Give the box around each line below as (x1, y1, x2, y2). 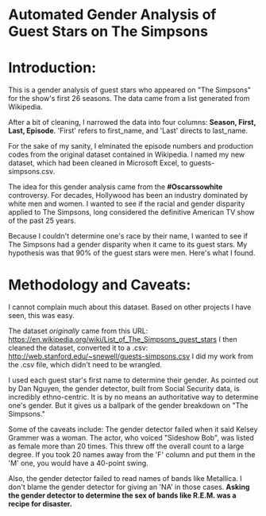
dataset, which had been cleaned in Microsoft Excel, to (8, 158, 188, 168)
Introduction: (8, 59, 97, 77)
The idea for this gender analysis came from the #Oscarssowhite (8, 182, 223, 192)
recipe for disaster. (8, 499, 73, 509)
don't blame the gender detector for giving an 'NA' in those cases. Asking (8, 483, 250, 492)
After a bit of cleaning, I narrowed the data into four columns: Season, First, (8, 118, 256, 127)
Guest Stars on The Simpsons (8, 22, 209, 41)
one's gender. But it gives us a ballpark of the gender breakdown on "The (8, 401, 249, 410)
